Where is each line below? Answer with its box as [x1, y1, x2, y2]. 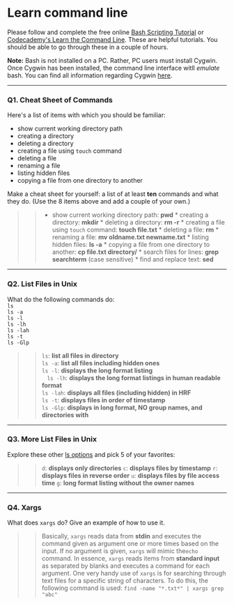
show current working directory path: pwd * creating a [52, 211, 209, 219]
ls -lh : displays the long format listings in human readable [47, 373, 221, 382]
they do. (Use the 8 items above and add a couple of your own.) [7, 197, 191, 206]
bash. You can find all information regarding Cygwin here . [7, 71, 173, 80]
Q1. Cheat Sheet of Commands [7, 95, 113, 105]
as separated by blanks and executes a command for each [41, 561, 210, 570]
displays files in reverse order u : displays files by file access [41, 471, 219, 479]
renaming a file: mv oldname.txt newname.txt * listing [52, 233, 209, 241]
